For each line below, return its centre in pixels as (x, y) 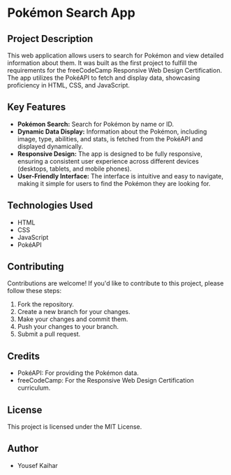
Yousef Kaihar (37, 465)
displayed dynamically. (50, 146)
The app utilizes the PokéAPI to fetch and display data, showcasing (104, 78)
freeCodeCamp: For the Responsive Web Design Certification (105, 381)
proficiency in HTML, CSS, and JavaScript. (69, 85)
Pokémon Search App (72, 13)
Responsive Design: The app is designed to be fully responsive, (110, 154)
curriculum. (34, 388)
